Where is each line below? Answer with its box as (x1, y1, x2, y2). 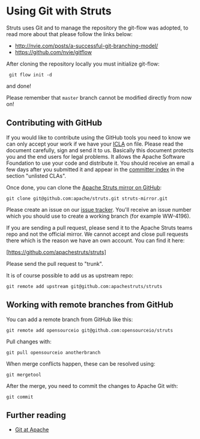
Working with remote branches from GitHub (6, 299, 174, 310)
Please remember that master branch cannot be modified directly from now (6, 94, 192, 101)
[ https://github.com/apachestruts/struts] (6, 248, 106, 256)
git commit (6, 394, 34, 400)
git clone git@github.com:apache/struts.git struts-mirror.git (6, 195, 168, 201)
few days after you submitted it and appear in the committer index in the (6, 165, 185, 173)
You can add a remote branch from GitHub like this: (6, 316, 133, 323)
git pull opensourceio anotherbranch (6, 349, 101, 355)
